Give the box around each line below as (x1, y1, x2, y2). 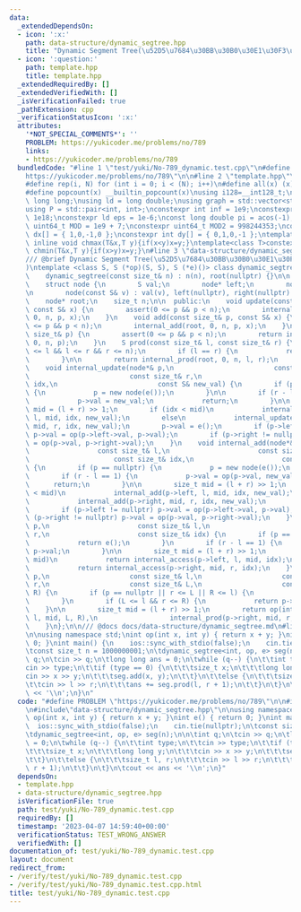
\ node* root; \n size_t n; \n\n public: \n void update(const (25, 297, 295, 306)
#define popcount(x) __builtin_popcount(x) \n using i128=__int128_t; (25, 188, 287, 197)
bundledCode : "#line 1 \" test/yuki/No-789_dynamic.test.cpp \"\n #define (17, 163, 291, 172)
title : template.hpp (25, 72, 102, 81)
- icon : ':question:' (17, 55, 99, 64)
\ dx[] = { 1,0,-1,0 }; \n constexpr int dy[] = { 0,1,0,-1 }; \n (25, 230, 267, 239)
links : (25, 146, 50, 155)
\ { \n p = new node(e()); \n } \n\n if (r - (25, 388, 287, 397)
